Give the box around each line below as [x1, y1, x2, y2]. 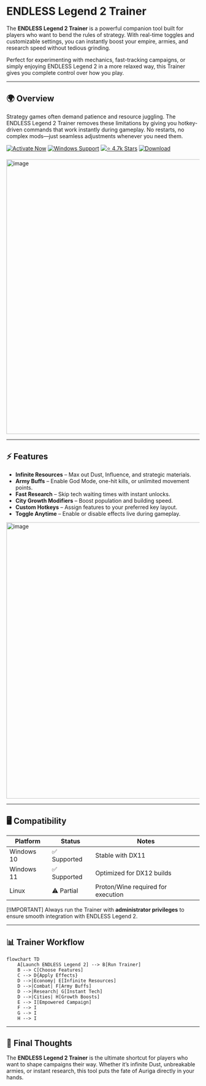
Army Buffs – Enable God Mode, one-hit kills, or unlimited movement [15, 477, 189, 484]
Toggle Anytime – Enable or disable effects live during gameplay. [15, 510, 181, 517]
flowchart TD [6, 956, 40, 963]
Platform [15, 837, 41, 845]
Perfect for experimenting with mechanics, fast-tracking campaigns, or [6, 56, 186, 63]
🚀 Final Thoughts [6, 1038, 72, 1048]
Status [61, 837, 81, 845]
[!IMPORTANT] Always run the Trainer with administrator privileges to [6, 906, 185, 913]
